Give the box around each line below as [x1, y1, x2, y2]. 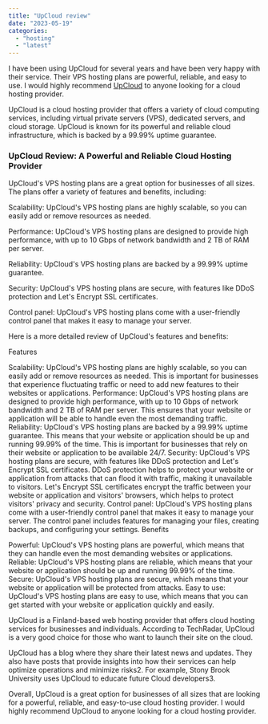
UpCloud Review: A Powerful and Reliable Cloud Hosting [8, 150, 232, 161]
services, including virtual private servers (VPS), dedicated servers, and [8, 113, 246, 123]
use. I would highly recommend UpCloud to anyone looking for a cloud [8, 81, 241, 91]
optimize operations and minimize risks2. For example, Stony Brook [8, 665, 230, 675]
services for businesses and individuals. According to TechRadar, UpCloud [8, 624, 254, 634]
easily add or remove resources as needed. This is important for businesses [8, 371, 258, 381]
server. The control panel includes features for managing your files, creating [8, 516, 260, 526]
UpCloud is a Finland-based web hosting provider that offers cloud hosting [8, 616, 255, 625]
